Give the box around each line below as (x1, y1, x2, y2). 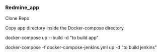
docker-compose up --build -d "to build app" (5, 34, 99, 41)
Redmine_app (5, 4, 39, 11)
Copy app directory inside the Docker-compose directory (5, 25, 124, 31)
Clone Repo (5, 15, 30, 21)
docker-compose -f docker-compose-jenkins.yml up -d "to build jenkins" (5, 44, 157, 50)
